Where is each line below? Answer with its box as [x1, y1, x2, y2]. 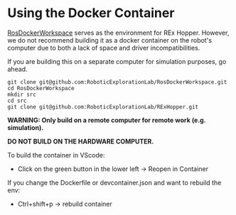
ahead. [7, 65, 28, 73]
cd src [7, 97, 27, 104]
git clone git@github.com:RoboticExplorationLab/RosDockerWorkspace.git [7, 78, 227, 86]
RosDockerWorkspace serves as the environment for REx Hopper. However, [7, 28, 230, 37]
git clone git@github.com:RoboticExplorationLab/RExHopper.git [7, 103, 199, 111]
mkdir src [7, 91, 37, 98]
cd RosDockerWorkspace [7, 84, 75, 92]
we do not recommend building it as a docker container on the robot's [7, 35, 212, 44]
